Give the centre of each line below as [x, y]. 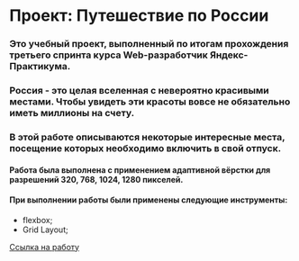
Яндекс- [229, 55]
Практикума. [40, 67]
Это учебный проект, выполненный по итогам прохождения [149, 44]
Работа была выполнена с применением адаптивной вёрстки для [140, 170]
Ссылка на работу [44, 247]
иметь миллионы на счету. [72, 113]
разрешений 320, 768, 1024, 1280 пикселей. [96, 179]
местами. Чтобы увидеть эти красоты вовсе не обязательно [150, 102]
